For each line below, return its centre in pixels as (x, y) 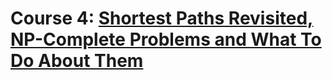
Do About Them (77, 61)
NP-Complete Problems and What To (166, 39)
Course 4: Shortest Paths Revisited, (162, 18)
